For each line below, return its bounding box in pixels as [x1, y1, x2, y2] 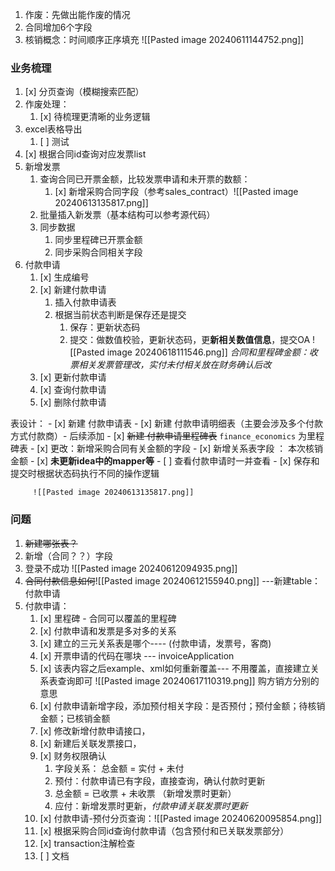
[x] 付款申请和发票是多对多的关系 [39, 624, 177, 637]
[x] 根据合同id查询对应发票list [24, 148, 147, 160]
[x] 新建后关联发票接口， [39, 737, 142, 749]
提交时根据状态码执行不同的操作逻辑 [10, 468, 160, 480]
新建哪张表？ [24, 537, 78, 549]
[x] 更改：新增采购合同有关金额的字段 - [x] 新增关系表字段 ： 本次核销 [36, 443, 324, 455]
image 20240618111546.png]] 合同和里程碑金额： [106, 346, 310, 358]
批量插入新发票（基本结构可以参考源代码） [39, 209, 216, 221]
